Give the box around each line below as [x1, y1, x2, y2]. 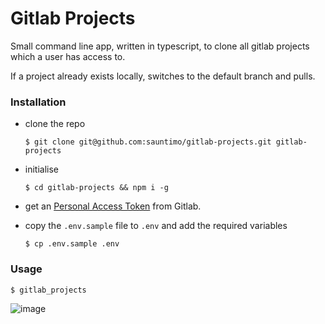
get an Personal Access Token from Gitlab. [24, 200, 202, 212]
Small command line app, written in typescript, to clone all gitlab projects [10, 40, 310, 52]
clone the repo [24, 118, 86, 130]
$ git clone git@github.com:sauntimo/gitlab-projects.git [24, 137, 272, 147]
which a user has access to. [10, 50, 126, 62]
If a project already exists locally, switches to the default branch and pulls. [10, 70, 316, 82]
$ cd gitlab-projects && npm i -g [24, 183, 169, 193]
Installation [10, 95, 67, 109]
